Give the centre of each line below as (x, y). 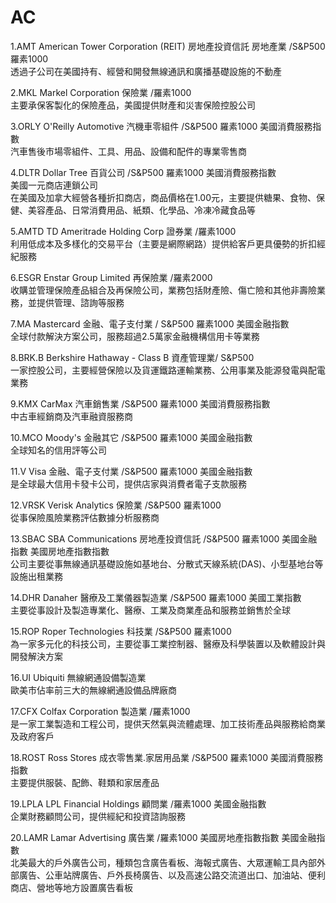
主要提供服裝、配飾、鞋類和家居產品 (85, 782)
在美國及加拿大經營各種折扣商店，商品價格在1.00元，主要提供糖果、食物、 (163, 197)
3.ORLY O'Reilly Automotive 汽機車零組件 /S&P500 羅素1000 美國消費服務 (161, 126)
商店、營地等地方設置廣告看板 (71, 887)
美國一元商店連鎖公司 (54, 185)
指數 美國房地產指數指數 (60, 551)
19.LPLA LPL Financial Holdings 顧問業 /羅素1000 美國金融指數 (138, 803)
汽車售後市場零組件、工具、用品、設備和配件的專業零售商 (128, 151)
